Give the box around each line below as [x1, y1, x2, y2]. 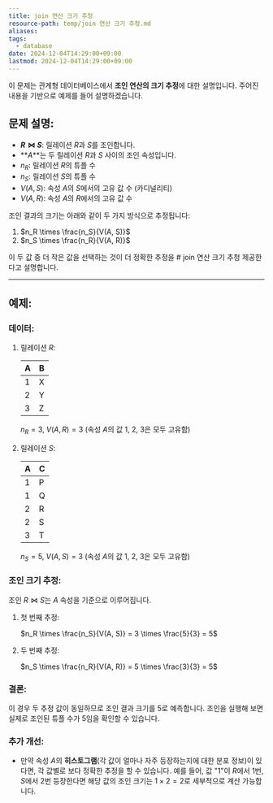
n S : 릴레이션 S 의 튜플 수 [19, 171, 96, 184]
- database [15, 42, 53, 50]
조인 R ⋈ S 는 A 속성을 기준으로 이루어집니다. [8, 595, 152, 605]
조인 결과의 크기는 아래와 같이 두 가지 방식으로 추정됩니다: [8, 211, 191, 220]
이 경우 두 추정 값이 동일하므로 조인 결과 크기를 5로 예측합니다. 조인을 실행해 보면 [8, 704, 264, 714]
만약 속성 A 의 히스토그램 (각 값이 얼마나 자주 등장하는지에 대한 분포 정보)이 [19, 756, 254, 766]
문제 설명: [8, 117, 54, 131]
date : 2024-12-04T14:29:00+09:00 [8, 50, 122, 58]
